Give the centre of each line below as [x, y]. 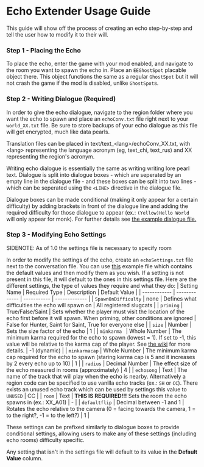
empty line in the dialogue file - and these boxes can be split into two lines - [101, 181]
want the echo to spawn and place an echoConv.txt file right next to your [97, 119]
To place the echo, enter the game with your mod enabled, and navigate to [100, 64]
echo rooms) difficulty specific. [46, 440]
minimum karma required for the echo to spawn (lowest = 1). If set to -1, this [101, 337]
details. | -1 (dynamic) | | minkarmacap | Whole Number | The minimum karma [102, 350]
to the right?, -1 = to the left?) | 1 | [48, 415]
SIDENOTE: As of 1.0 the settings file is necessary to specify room [89, 248]
